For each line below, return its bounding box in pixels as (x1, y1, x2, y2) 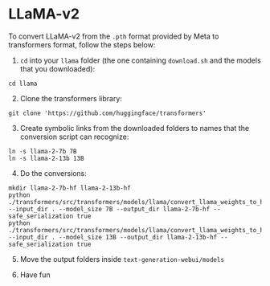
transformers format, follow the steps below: (8, 39, 156, 49)
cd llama (8, 80, 38, 88)
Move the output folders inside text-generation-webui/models (19, 254, 225, 264)
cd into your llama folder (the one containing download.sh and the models (19, 55, 261, 65)
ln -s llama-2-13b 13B (8, 154, 84, 162)
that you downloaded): (19, 63, 95, 73)
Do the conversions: (19, 168, 87, 178)
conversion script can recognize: (19, 132, 129, 141)
